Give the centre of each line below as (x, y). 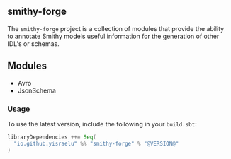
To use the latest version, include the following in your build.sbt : (102, 124)
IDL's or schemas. (34, 43)
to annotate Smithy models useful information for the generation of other (113, 36)
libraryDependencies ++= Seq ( (52, 137)
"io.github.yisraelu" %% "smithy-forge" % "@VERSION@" (96, 143)
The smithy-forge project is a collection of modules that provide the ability (116, 28)
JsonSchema (37, 90)
